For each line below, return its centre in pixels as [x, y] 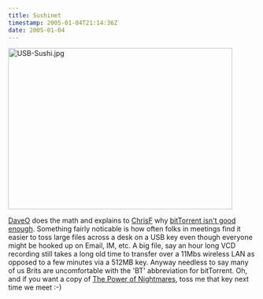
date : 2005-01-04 [37, 30]
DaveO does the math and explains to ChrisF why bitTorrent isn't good [122, 220]
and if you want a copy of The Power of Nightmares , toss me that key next [129, 279]
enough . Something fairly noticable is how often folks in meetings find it [125, 229]
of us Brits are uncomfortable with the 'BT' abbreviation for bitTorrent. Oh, [128, 271]
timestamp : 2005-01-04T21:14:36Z [63, 23]
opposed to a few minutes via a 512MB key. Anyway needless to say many [129, 262]
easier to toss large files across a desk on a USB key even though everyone [131, 238]
